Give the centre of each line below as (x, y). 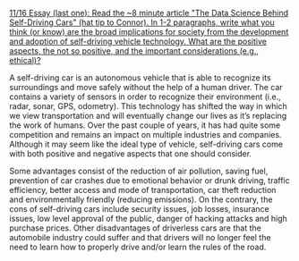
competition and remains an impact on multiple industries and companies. (145, 135)
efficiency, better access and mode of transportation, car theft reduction (143, 190)
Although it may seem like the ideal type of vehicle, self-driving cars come (146, 144)
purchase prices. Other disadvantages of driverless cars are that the (135, 228)
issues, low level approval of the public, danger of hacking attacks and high (149, 219)
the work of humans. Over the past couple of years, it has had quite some (145, 125)
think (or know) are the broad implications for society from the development (149, 32)
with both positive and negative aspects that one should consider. (131, 154)
